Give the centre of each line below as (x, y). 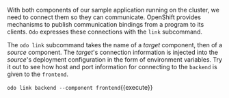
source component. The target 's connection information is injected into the (113, 52)
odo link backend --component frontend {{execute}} (80, 87)
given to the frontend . (38, 74)
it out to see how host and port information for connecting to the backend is (112, 67)
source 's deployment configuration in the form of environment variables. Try (115, 60)
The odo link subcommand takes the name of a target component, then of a (115, 45)
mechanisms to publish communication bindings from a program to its (106, 24)
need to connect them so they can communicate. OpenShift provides (104, 17)
